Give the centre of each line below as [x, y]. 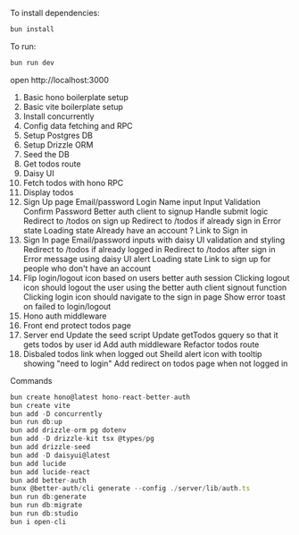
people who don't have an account [87, 268]
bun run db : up [37, 422]
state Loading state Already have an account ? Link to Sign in [135, 230]
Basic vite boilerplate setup [73, 106]
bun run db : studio [44, 514]
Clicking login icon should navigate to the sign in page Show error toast [154, 297]
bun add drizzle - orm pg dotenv [68, 430]
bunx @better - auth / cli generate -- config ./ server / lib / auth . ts [130, 488]
